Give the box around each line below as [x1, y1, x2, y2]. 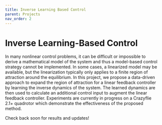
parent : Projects [5, 12, 40, 17]
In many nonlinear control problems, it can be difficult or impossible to [5, 53, 146, 59]
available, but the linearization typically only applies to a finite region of [5, 69, 148, 75]
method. [5, 106, 22, 112]
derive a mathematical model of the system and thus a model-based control [5, 59, 158, 65]
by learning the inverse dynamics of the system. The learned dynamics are [5, 85, 156, 91]
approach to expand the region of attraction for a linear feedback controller [5, 79, 156, 86]
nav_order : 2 [5, 16, 32, 21]
